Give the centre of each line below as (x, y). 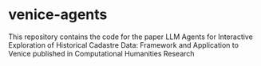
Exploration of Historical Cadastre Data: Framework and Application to (124, 45)
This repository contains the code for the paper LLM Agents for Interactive (130, 37)
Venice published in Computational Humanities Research (101, 53)
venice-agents (58, 15)
